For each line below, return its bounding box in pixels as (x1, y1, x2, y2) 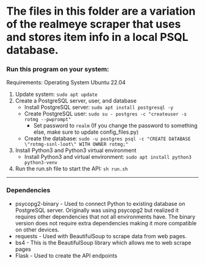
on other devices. (15, 226, 60, 233)
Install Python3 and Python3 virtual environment (15, 147, 137, 154)
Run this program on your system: (6, 65, 109, 74)
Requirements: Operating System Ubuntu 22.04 (6, 79, 126, 86)
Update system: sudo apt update (15, 90, 98, 98)
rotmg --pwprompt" (24, 117, 71, 123)
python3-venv (24, 160, 58, 166)
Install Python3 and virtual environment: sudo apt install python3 (24, 153, 192, 161)
